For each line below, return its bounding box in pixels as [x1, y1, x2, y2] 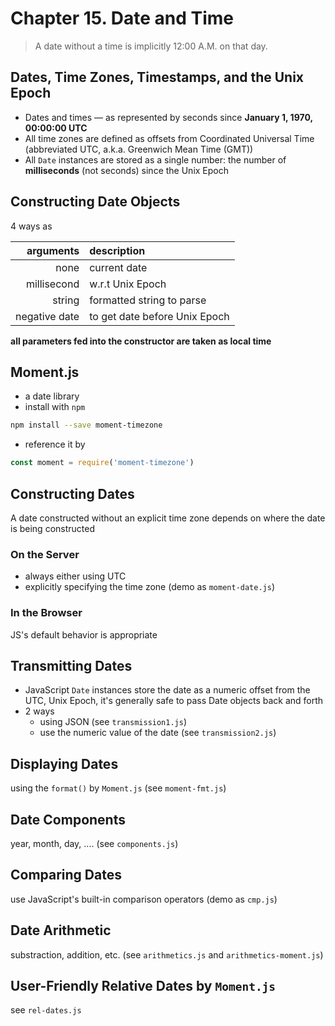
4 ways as [10, 220, 53, 232]
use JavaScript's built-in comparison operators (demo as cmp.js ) [10, 893, 278, 905]
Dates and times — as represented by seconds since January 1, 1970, [24, 111, 313, 123]
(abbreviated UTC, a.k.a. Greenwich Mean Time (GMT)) [24, 143, 254, 155]
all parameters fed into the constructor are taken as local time [10, 335, 272, 347]
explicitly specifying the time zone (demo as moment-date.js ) [24, 581, 276, 593]
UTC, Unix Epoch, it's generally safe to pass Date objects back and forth [24, 695, 324, 707]
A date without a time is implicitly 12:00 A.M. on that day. [34, 40, 268, 52]
